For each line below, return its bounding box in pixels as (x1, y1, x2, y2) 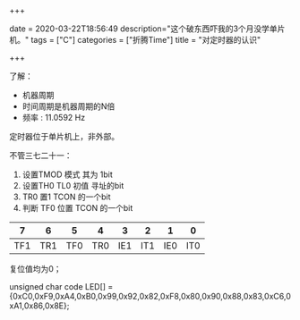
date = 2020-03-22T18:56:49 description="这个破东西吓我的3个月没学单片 (9, 23, 286, 34)
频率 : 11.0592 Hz (21, 113, 86, 122)
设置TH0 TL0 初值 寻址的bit (21, 181, 124, 190)
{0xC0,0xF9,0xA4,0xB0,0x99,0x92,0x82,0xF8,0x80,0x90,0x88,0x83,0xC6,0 (9, 291, 291, 301)
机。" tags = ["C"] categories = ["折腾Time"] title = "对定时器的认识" (9, 35, 261, 45)
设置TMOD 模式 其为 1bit (21, 169, 114, 180)
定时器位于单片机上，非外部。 (9, 131, 119, 141)
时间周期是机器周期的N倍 (21, 101, 116, 112)
